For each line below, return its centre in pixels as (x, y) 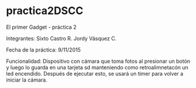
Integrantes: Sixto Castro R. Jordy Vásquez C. (61, 38)
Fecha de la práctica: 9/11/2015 (43, 50)
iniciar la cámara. (27, 80)
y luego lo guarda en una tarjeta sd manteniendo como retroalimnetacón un (97, 67)
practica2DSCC (45, 11)
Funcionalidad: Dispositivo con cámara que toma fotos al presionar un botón (98, 61)
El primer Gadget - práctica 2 (41, 27)
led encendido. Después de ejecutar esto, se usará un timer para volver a (95, 73)
